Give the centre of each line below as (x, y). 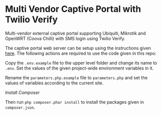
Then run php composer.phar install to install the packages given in (75, 102)
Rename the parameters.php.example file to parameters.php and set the (76, 77)
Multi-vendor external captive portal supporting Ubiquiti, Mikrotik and (76, 33)
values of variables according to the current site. (54, 83)
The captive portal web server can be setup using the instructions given (78, 48)
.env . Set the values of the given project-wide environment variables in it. (80, 68)
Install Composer (22, 92)
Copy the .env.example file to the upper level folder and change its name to (81, 63)
